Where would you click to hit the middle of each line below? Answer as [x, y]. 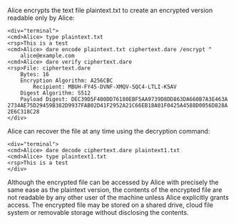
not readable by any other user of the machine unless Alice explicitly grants [118, 197]
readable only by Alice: [41, 18]
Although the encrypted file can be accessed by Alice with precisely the [113, 182]
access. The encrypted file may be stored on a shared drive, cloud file [111, 205]
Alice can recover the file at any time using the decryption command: [109, 131]
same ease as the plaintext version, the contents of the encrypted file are [115, 190]
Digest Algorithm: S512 [56, 93]
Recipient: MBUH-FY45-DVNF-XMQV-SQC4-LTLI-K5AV [105, 87]
